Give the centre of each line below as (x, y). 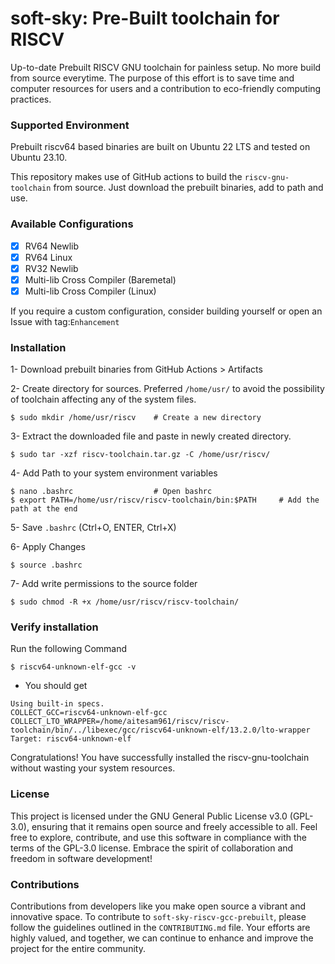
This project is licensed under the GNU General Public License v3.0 (149, 816)
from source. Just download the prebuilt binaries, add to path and (188, 188)
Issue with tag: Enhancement (65, 321)
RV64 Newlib (52, 246)
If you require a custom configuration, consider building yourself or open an (166, 311)
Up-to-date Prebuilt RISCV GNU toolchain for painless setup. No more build (166, 67)
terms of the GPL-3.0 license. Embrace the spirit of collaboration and (152, 848)
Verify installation (54, 627)
